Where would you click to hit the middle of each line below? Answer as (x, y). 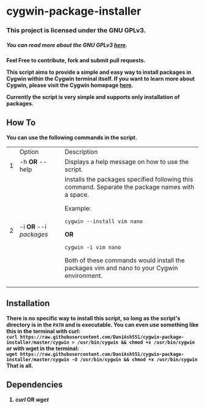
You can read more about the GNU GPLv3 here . (67, 45)
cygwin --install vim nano (104, 221)
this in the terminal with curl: (44, 331)
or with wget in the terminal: (43, 348)
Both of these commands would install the (124, 260)
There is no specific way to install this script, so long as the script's (93, 318)
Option (29, 152)
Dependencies (34, 385)
